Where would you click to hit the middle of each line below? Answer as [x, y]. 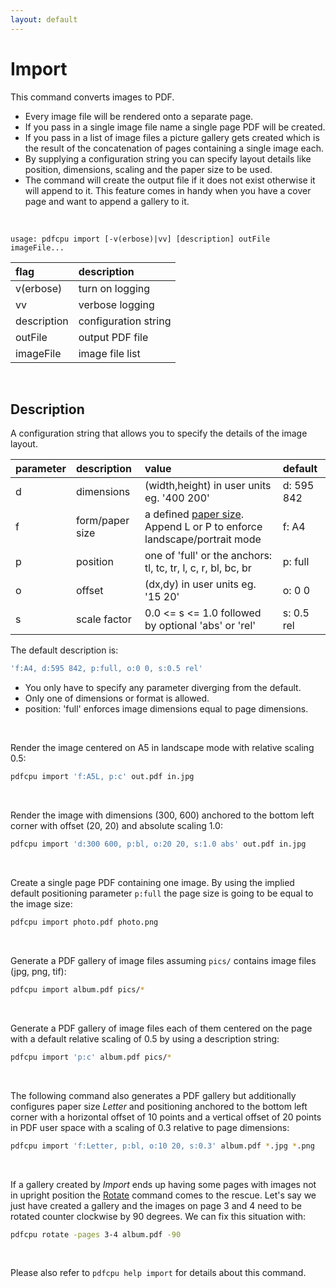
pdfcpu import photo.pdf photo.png [84, 922]
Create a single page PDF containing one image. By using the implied [152, 882]
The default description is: [64, 650]
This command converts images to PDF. [92, 97]
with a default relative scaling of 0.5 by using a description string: [145, 1038]
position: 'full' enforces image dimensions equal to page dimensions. [166, 709]
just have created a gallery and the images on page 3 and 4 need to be [156, 1205]
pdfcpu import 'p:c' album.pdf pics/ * [91, 1057]
